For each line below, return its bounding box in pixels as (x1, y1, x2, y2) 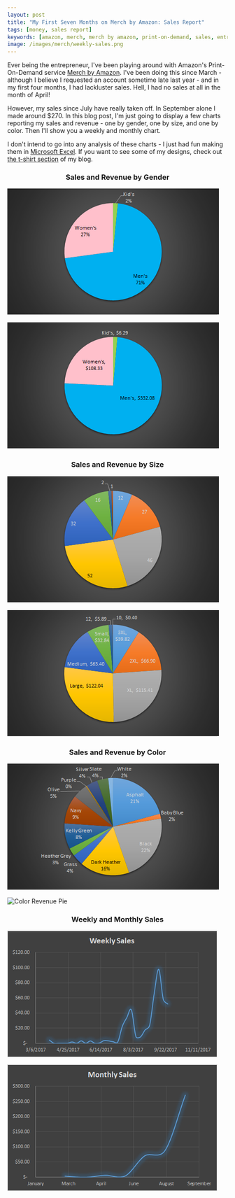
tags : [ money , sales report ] (7, 26, 92, 33)
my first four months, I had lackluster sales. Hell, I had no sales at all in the (7, 83, 221, 92)
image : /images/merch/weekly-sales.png (7, 41, 124, 48)
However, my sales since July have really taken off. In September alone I (7, 104, 215, 113)
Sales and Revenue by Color (69, 747, 166, 757)
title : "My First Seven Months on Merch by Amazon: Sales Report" (7, 18, 205, 26)
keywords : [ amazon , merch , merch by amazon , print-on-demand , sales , (7, 34, 215, 41)
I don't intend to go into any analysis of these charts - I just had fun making (7, 140, 224, 148)
